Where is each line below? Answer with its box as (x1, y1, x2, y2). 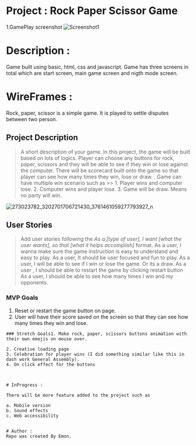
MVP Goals (6, 294, 39, 302)
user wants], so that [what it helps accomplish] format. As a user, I (20, 242, 181, 249)
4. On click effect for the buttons (6, 361, 95, 367)
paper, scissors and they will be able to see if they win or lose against (20, 160, 188, 167)
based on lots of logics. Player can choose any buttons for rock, (20, 154, 175, 162)
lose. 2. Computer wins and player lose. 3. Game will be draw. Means (20, 186, 187, 193)
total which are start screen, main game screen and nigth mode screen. (6, 69, 178, 77)
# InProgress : (6, 382, 43, 388)
